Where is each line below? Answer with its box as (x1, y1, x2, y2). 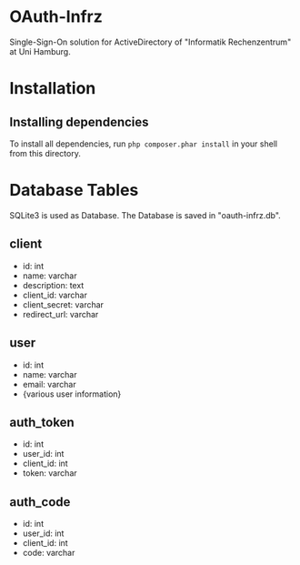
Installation (9, 78, 96, 99)
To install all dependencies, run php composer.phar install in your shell (9, 138, 278, 149)
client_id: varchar (22, 289, 88, 300)
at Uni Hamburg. (9, 45, 71, 56)
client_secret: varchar (22, 298, 105, 310)
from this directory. (9, 147, 82, 158)
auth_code (9, 494, 71, 510)
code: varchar (22, 548, 75, 559)
